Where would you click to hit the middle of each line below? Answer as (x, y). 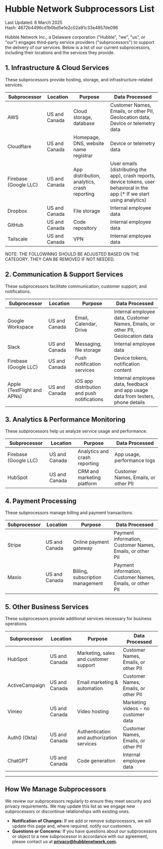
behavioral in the (129, 187)
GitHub (16, 225)
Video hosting (93, 711)
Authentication (94, 731)
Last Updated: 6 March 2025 (34, 22)
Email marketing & (98, 682)
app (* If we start (130, 194)
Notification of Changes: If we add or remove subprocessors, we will (81, 821)
